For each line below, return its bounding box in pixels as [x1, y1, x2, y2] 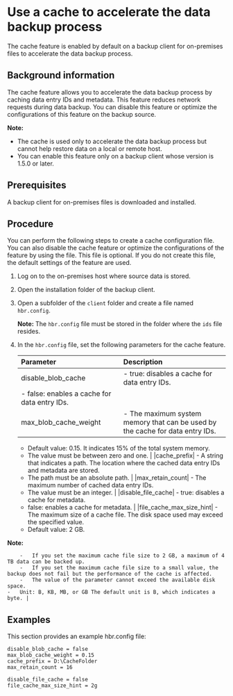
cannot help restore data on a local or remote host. [17, 144, 163, 153]
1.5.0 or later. [17, 159, 54, 168]
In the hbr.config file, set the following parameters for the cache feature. [17, 341, 226, 349]
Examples [7, 613, 51, 626]
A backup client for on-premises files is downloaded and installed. [7, 197, 196, 206]
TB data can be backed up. [7, 558, 85, 565]
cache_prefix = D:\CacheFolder [7, 658, 98, 665]
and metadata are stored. [27, 467, 101, 475]
